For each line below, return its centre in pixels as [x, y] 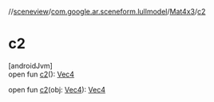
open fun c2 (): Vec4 [41, 74]
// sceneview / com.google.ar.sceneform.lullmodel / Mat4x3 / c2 [107, 12]
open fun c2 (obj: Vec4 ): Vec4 [57, 89]
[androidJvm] [31, 65]
